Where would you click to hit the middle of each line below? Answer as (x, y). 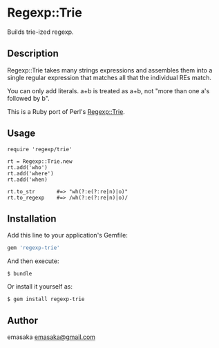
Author (22, 320)
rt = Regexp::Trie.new (40, 161)
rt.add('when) (28, 180)
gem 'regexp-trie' (34, 248)
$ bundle (20, 274)
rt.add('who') (28, 167)
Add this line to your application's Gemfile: (67, 235)
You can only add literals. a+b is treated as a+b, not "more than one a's (108, 90)
